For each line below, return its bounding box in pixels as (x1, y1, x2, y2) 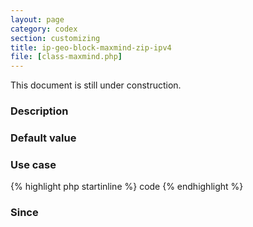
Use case (10, 157, 57, 171)
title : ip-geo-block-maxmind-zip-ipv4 (10, 42, 172, 53)
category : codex (10, 24, 78, 34)
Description (10, 104, 69, 118)
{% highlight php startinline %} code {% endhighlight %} (10, 181, 244, 193)
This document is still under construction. (10, 79, 182, 91)
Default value (10, 131, 77, 145)
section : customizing (10, 33, 101, 43)
